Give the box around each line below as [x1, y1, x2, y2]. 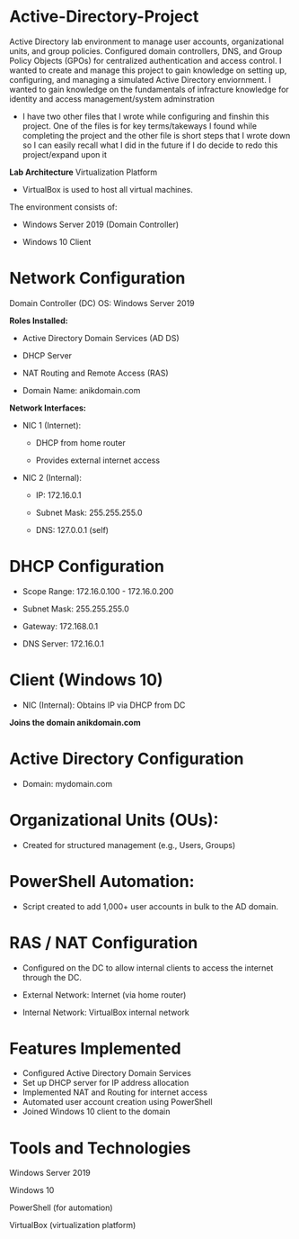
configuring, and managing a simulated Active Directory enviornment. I [9, 74, 271, 85]
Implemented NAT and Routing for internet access [22, 1087, 208, 1098]
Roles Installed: [9, 315, 69, 326]
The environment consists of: [9, 201, 119, 213]
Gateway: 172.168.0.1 [22, 620, 99, 631]
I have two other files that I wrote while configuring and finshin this [22, 111, 269, 122]
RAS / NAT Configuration [9, 932, 198, 953]
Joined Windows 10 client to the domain [22, 1106, 171, 1117]
